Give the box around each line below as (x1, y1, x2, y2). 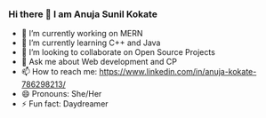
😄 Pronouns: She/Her (20, 89, 102, 99)
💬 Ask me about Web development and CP (20, 57, 177, 67)
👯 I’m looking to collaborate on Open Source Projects (20, 47, 215, 58)
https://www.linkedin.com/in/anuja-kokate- (99, 67, 257, 77)
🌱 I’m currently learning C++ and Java (20, 37, 161, 48)
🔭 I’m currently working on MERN (20, 28, 143, 39)
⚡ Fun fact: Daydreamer (20, 98, 109, 109)
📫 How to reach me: (20, 67, 98, 77)
